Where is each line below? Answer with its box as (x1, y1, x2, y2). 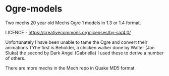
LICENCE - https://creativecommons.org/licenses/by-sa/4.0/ (5, 29, 131, 35)
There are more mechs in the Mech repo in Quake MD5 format (5, 65, 135, 71)
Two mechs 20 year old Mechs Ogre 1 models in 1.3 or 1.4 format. (5, 20, 141, 26)
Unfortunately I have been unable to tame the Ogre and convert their (5, 39, 148, 45)
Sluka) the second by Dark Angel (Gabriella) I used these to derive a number (5, 50, 164, 56)
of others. (5, 55, 26, 61)
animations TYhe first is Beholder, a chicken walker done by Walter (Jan (5, 44, 155, 50)
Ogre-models (5, 3, 63, 15)
